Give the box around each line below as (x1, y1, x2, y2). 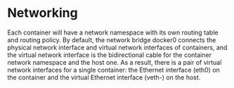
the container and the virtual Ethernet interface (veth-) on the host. (7, 73, 201, 82)
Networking (7, 5, 79, 21)
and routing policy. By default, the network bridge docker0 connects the (7, 35, 216, 44)
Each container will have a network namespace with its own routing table (7, 28, 219, 37)
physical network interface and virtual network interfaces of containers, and (7, 43, 228, 51)
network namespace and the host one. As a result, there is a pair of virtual (7, 58, 222, 66)
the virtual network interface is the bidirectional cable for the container (7, 51, 212, 59)
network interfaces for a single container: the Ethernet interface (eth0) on (7, 65, 220, 74)
